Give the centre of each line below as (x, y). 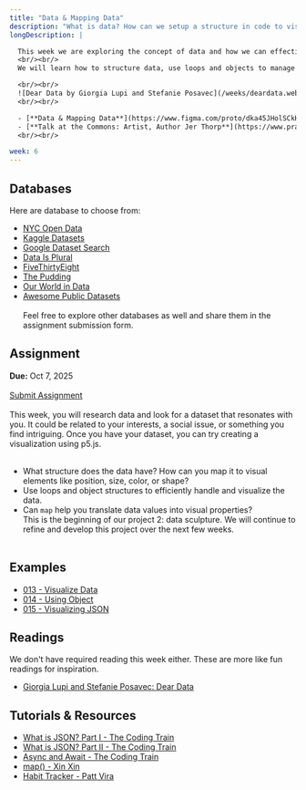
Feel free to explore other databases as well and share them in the (147, 315)
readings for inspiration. (54, 669)
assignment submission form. (78, 325)
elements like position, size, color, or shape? (106, 481)
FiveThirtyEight (51, 266)
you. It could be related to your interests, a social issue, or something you (147, 424)
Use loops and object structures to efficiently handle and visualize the (153, 490)
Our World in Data (56, 286)
